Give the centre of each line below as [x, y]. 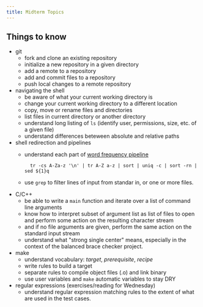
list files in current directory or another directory [85, 116]
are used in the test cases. [57, 298]
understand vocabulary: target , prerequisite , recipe [89, 260]
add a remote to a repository [60, 71]
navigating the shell [40, 91]
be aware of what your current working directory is [88, 97]
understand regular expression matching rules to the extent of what [109, 292]
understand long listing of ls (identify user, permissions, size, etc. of [110, 123]
